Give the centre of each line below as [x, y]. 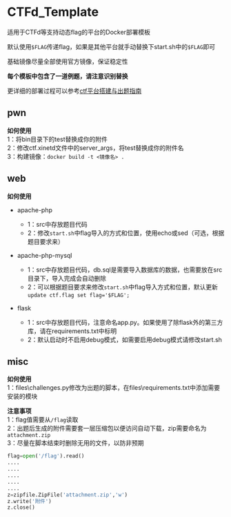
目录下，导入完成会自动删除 [67, 278]
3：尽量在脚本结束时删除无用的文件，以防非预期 [76, 443]
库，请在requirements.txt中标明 [72, 331]
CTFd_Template [53, 12]
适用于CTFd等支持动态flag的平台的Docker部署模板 [79, 32]
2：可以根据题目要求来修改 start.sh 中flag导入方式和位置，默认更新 [123, 287]
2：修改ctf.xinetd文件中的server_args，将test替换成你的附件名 [96, 148]
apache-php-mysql [44, 255]
